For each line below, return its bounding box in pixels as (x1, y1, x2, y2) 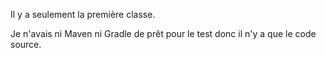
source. (10, 39, 42, 50)
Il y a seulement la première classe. (10, 9, 156, 20)
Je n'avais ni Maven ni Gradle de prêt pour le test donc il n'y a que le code (10, 28, 317, 39)
